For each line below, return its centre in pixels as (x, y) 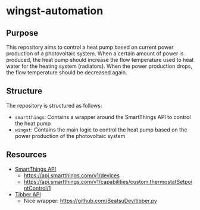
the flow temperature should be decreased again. (67, 72)
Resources (26, 155)
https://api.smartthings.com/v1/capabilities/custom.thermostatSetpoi (108, 181)
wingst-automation (55, 11)
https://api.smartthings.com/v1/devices (72, 175)
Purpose (22, 33)
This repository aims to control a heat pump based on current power (90, 47)
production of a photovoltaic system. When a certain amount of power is (95, 54)
